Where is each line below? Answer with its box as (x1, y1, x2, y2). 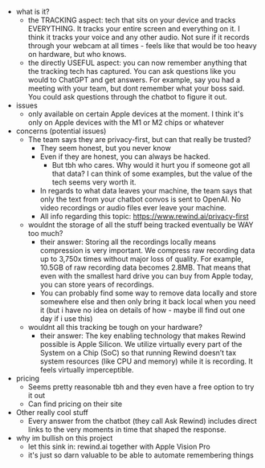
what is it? (15, 7, 50, 16)
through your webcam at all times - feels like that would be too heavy (27, 41, 257, 51)
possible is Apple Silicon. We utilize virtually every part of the (39, 340, 243, 348)
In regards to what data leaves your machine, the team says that (39, 186, 253, 195)
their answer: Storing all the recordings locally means (39, 237, 217, 246)
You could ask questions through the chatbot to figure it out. (27, 92, 227, 101)
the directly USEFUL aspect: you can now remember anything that (27, 58, 247, 67)
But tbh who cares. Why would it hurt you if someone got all (51, 161, 251, 169)
